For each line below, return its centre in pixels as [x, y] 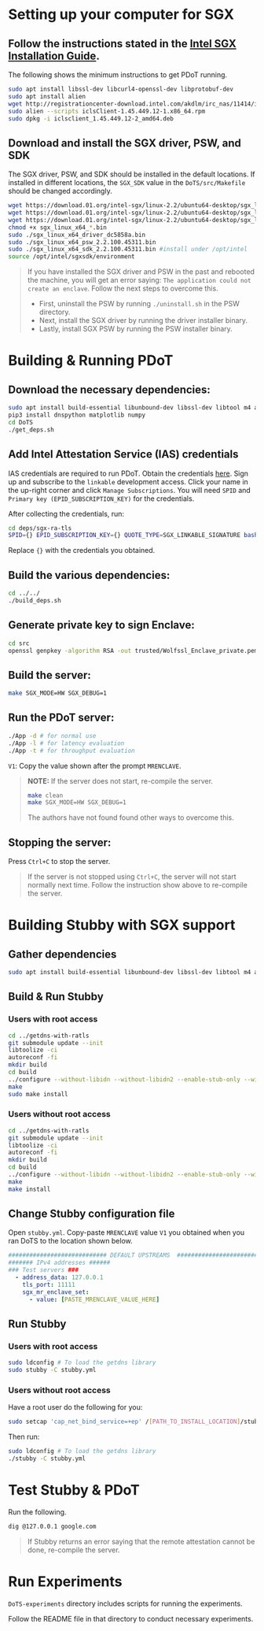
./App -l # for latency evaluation [66, 743]
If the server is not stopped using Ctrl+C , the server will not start [132, 877]
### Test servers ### [44, 1270]
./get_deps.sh [31, 430]
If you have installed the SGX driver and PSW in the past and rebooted [141, 272]
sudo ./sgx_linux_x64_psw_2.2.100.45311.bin [82, 242]
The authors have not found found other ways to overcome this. [130, 817]
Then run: [24, 1437]
